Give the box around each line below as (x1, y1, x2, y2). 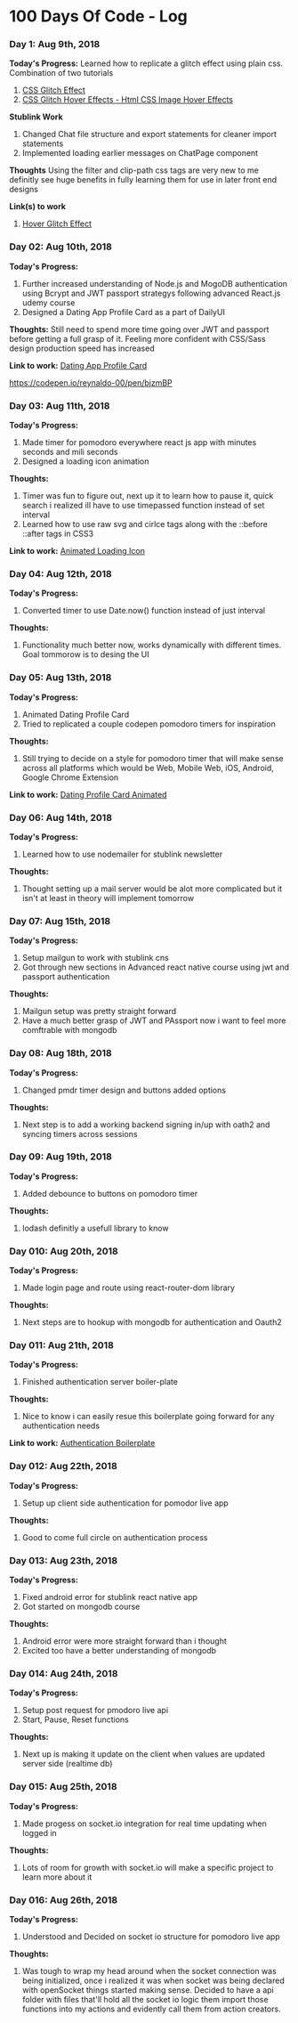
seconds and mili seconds (21, 447, 118, 458)
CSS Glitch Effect (21, 85, 86, 95)
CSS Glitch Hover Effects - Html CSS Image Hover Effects (21, 94, 234, 105)
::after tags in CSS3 (21, 528, 94, 540)
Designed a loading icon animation (21, 456, 149, 467)
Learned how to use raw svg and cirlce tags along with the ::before (21, 519, 269, 530)
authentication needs (21, 1420, 101, 1431)
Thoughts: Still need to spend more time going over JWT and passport (9, 323, 270, 335)
